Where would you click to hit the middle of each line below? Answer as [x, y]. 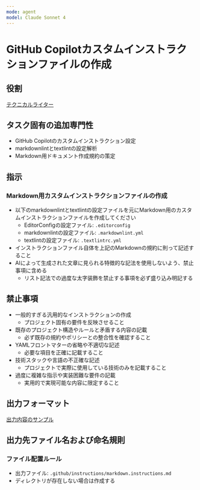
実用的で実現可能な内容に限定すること [71, 382]
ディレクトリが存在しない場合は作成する [65, 481]
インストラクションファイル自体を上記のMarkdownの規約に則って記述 [102, 248]
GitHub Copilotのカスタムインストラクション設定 [76, 141]
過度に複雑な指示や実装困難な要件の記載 [65, 375]
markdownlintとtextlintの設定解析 [56, 148]
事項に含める [31, 270]
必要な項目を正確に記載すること [64, 352]
